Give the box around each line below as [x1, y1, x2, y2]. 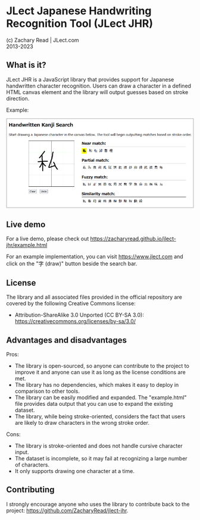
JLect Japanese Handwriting [6, 4, 152, 18]
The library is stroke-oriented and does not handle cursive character [14, 442, 183, 450]
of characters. [14, 461, 49, 468]
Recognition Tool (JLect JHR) [6, 17, 154, 30]
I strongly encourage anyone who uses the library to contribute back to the [6, 500, 190, 508]
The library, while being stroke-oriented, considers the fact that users [14, 413, 186, 420]
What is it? [6, 60, 46, 70]
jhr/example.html [6, 242, 48, 249]
